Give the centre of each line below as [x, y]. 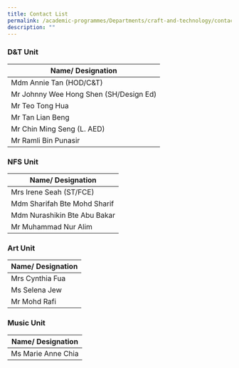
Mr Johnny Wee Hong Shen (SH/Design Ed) [84, 94]
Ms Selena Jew [36, 290]
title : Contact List [38, 14]
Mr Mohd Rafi [34, 302]
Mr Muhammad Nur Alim [52, 226]
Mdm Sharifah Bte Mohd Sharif [63, 204]
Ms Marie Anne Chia [45, 353]
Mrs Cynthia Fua [38, 278]
